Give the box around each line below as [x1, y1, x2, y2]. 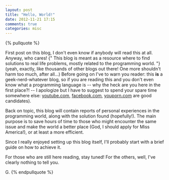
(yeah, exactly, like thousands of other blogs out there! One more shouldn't [5, 66, 161, 72]
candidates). [5, 98, 31, 104]
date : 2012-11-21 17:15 [5, 17, 55, 22]
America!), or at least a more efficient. [5, 129, 84, 135]
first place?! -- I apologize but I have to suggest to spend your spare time [5, 87, 157, 93]
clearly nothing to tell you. [5, 159, 60, 165]
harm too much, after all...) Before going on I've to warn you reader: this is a [5, 71, 163, 77]
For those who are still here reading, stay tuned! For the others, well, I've [5, 154, 156, 160]
